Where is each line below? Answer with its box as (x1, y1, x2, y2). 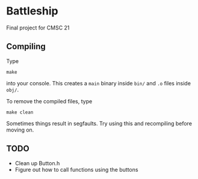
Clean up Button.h (14, 159, 60, 166)
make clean (6, 109, 34, 115)
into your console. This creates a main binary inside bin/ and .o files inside (6, 79, 191, 86)
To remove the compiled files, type (6, 97, 93, 105)
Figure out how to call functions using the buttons (14, 166, 138, 173)
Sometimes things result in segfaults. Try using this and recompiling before (6, 120, 193, 127)
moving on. (6, 126, 34, 133)
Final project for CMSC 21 (6, 24, 70, 31)
